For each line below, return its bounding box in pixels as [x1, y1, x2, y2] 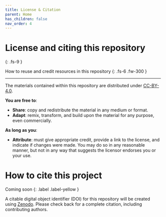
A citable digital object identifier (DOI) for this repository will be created [5, 196, 151, 202]
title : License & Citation [5, 7, 61, 12]
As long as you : [5, 127, 38, 133]
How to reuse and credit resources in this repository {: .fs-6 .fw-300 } [5, 68, 147, 74]
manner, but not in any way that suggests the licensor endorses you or [12, 147, 156, 154]
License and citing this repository [5, 43, 146, 54]
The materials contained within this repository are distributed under [5, 83, 142, 89]
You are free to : [5, 98, 38, 104]
